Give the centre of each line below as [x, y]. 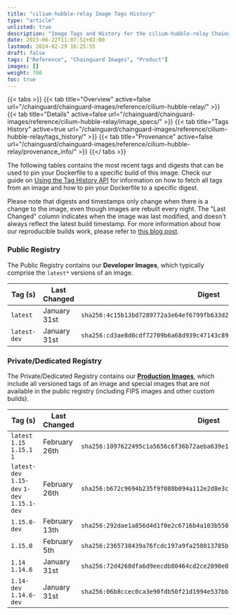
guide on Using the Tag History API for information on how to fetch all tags [115, 180]
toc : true [22, 79]
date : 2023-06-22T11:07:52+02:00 [56, 40]
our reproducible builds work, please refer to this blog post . [93, 231]
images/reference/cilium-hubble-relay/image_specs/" [85, 122]
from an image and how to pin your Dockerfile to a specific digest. [103, 188]
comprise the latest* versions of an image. [70, 273]
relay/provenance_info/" [42, 151]
